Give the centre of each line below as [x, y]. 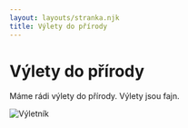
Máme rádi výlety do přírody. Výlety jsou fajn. [94, 96]
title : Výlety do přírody [58, 26]
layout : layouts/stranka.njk [64, 18]
